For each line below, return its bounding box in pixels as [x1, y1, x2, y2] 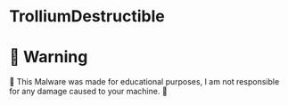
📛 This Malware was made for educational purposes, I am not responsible [9, 77, 280, 87]
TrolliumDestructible [9, 6, 165, 27]
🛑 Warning [9, 47, 88, 68]
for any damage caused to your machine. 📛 [9, 86, 168, 97]
